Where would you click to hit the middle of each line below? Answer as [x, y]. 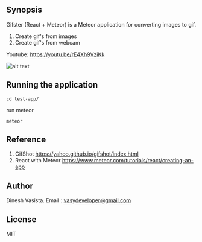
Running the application [52, 85]
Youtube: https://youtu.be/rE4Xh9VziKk [55, 54]
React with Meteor [38, 161]
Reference [26, 140]
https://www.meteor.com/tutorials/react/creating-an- [128, 161]
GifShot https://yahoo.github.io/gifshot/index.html [77, 154]
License [21, 219]
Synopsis [24, 10]
